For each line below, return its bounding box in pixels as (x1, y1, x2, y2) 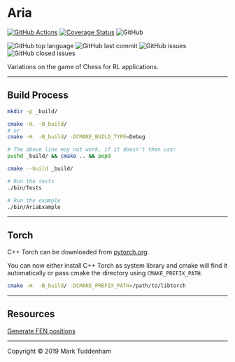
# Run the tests (7, 178, 55, 184)
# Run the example (7, 197, 61, 204)
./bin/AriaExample (7, 203, 61, 210)
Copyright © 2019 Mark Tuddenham (7, 347, 112, 355)
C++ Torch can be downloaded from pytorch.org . (7, 248, 150, 256)
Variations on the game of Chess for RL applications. (7, 62, 159, 71)
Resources (7, 308, 55, 320)
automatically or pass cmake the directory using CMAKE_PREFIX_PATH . (7, 269, 203, 277)
